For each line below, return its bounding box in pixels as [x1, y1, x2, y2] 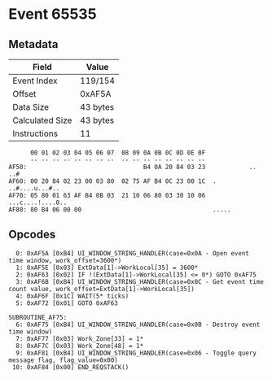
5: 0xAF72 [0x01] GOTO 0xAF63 [15, 298, 118, 307]
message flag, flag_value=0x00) [8, 355, 118, 364]
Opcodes [8, 228, 56, 242]
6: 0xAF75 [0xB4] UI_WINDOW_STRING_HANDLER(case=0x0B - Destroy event [15, 320, 261, 329]
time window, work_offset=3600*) [8, 256, 122, 264]
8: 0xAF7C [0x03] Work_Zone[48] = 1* [15, 342, 144, 350]
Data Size [12, 102, 50, 112]
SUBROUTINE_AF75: [8, 313, 68, 321]
